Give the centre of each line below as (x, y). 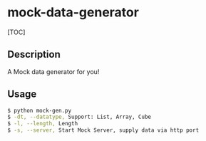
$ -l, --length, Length (43, 124)
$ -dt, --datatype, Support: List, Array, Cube (79, 117)
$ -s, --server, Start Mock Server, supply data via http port (103, 130)
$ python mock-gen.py (40, 110)
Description (34, 54)
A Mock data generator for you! (53, 71)
